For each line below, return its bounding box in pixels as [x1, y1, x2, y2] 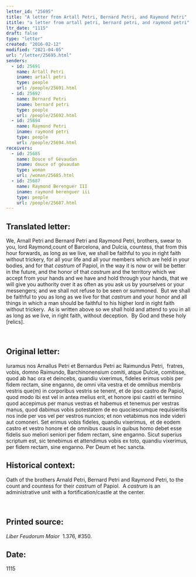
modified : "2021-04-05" [6, 47, 64, 53]
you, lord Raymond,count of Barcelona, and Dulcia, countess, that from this [6, 243, 187, 250]
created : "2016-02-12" [6, 42, 61, 48]
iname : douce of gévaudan [16, 162, 80, 167]
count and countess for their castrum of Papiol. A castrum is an [6, 482, 161, 489]
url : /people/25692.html [16, 112, 77, 118]
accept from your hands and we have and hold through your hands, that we [6, 274, 188, 282]
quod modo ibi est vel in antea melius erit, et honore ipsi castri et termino [6, 393, 182, 400]
